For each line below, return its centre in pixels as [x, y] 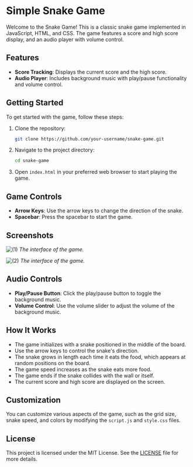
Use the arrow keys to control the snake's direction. [77, 351]
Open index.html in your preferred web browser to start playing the [96, 172]
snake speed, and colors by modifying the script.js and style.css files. [94, 420]
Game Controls [34, 196]
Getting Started [35, 103]
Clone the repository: [40, 128]
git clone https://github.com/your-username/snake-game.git [89, 139]
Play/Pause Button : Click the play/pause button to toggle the [88, 293]
